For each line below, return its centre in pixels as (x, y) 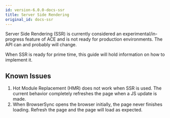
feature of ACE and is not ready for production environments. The (94, 39)
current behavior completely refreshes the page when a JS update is (85, 94)
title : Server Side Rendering (37, 15)
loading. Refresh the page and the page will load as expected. (77, 110)
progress (15, 39)
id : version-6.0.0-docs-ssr (35, 10)
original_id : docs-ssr (29, 19)
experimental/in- (140, 34)
